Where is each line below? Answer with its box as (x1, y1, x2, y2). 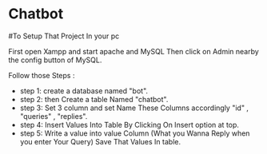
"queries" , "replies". (19, 111, 88, 120)
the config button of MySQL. (8, 55, 102, 65)
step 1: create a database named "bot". (19, 85, 149, 96)
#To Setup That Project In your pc (8, 31, 120, 41)
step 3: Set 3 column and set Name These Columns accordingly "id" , (19, 103, 249, 113)
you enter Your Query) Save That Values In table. (19, 136, 181, 146)
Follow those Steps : (8, 70, 75, 80)
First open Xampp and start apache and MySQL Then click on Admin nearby (8, 46, 260, 56)
